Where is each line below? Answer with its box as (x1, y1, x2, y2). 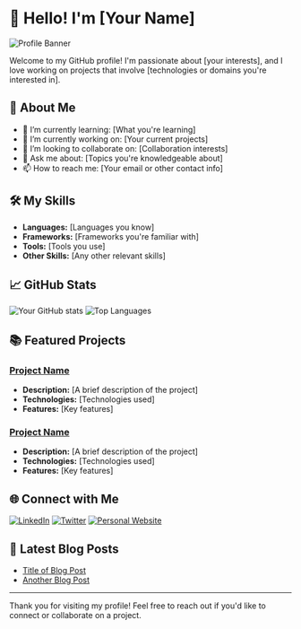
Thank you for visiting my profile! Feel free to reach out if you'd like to (9, 600, 267, 611)
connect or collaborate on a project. (9, 609, 142, 620)
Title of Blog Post (21, 564, 87, 575)
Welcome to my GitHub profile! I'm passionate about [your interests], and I (9, 55, 284, 66)
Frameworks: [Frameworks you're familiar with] (21, 231, 200, 241)
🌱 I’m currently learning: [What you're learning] (21, 124, 196, 135)
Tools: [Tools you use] (21, 240, 106, 251)
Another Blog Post (21, 574, 90, 585)
